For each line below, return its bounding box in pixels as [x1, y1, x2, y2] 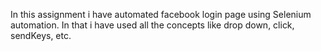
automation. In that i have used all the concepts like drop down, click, [10, 19, 295, 31]
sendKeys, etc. [10, 30, 72, 41]
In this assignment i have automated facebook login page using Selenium [10, 9, 312, 20]
